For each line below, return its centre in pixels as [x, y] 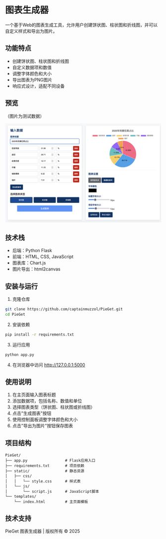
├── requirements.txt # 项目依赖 [45, 466]
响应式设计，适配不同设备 [38, 86]
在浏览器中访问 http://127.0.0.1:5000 [49, 365]
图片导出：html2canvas [36, 269]
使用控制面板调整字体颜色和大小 [45, 419]
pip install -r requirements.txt [40, 335]
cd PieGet [15, 314]
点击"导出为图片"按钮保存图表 [43, 426]
